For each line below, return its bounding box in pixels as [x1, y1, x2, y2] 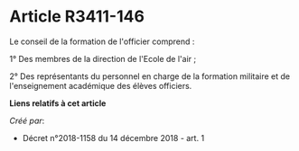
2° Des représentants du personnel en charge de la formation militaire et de [9, 70, 291, 82]
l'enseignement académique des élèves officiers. [9, 80, 192, 91]
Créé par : [9, 115, 45, 126]
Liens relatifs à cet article [9, 97, 107, 109]
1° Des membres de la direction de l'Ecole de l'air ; [9, 53, 197, 64]
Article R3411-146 [9, 6, 145, 27]
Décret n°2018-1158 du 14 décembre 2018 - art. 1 [22, 132, 205, 143]
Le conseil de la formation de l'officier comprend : [9, 36, 195, 47]
